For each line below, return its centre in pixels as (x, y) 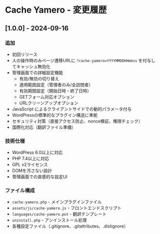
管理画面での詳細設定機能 (37, 72)
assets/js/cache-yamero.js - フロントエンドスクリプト (67, 208)
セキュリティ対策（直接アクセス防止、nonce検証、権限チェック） (77, 121)
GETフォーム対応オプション (47, 97)
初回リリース (25, 54)
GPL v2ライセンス (30, 165)
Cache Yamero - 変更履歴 (56, 10)
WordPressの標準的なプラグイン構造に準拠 (55, 115)
